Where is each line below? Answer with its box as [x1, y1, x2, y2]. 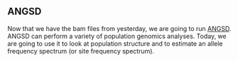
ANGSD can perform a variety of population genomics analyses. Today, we [7, 32, 227, 40]
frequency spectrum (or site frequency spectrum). [7, 46, 155, 55]
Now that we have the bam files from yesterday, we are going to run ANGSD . [7, 24, 232, 32]
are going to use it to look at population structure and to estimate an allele [7, 39, 223, 48]
